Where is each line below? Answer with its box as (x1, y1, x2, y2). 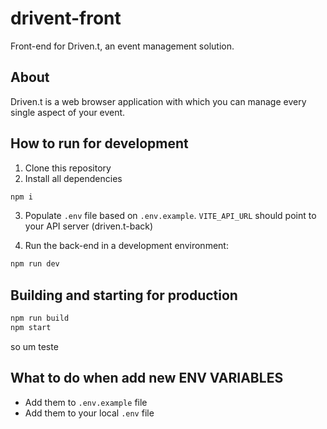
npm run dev (10, 259, 60, 269)
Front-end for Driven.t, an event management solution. (10, 40, 235, 52)
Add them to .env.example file (24, 396, 148, 408)
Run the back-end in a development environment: (24, 240, 229, 252)
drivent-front (10, 7, 122, 30)
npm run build (10, 313, 70, 324)
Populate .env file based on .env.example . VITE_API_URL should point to (24, 210, 317, 222)
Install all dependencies (24, 172, 123, 184)
